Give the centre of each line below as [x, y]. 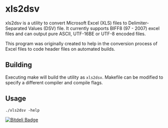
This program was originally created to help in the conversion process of [81, 43]
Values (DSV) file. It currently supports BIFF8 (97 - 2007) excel [94, 28]
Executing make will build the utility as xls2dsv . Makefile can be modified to [84, 77]
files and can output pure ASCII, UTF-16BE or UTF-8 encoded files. [76, 34]
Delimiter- [138, 23]
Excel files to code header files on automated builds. [60, 49]
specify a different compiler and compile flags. [54, 82]
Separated [16, 28]
